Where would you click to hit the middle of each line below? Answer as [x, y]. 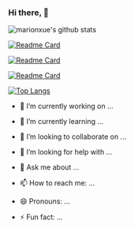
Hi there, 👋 [29, 13]
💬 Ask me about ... [49, 167]
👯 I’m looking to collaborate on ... [73, 136]
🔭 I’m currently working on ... [66, 107]
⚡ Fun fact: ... [41, 217]
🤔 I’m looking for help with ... [66, 152]
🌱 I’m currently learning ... [61, 121]
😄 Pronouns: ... [45, 201]
